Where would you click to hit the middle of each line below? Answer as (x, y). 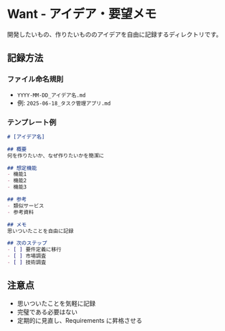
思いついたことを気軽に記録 (56, 303)
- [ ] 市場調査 (27, 256)
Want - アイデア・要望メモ (82, 14)
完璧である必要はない (47, 312)
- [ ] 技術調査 (27, 262)
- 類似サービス (26, 206)
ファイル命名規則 (35, 79)
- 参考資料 (21, 212)
